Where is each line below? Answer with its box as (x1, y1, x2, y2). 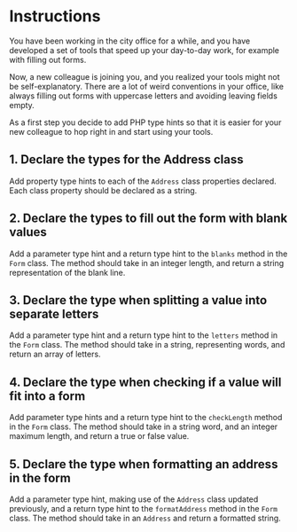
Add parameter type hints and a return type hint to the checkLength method (9, 412, 283, 423)
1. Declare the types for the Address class (9, 153, 244, 168)
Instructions (9, 6, 101, 27)
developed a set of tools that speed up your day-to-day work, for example (9, 44, 280, 55)
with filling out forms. (9, 54, 87, 65)
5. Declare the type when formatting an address (9, 457, 278, 472)
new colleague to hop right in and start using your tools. (9, 126, 214, 137)
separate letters (9, 306, 99, 321)
